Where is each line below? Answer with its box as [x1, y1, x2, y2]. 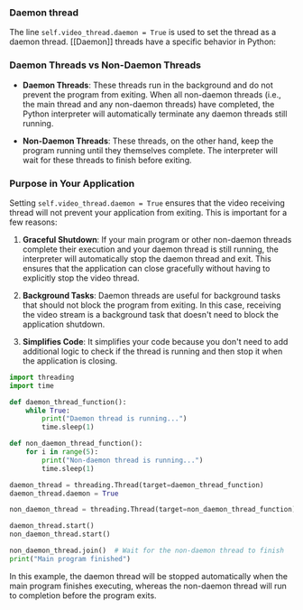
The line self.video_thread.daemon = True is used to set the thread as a [9, 27, 277, 38]
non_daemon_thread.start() [9, 530, 111, 539]
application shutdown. [22, 319, 106, 329]
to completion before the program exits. [9, 589, 157, 601]
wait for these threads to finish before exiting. [22, 154, 192, 165]
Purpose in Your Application [9, 177, 135, 189]
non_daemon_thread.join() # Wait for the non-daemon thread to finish [9, 546, 284, 556]
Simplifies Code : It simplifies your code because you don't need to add [22, 336, 289, 347]
